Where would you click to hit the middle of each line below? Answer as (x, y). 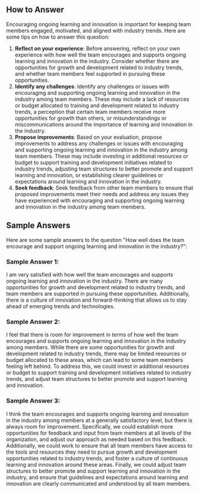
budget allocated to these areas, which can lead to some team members (94, 360)
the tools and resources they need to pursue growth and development (92, 452)
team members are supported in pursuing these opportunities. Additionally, (98, 293)
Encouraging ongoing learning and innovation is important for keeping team (99, 24)
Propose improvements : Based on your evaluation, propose (88, 137)
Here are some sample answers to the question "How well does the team (95, 240)
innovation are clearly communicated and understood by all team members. (99, 483)
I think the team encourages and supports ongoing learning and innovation (97, 414)
